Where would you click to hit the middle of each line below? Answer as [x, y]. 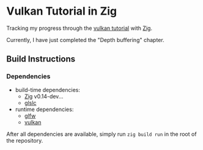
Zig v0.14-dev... [44, 96]
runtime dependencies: [44, 109]
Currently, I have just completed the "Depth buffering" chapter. [85, 40]
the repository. [25, 140]
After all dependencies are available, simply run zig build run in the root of [102, 134]
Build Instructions [41, 59]
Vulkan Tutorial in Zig [62, 11]
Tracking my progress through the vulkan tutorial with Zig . [79, 28]
